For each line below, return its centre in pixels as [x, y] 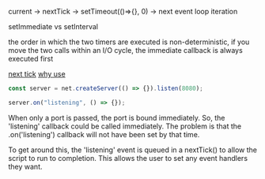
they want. [25, 166]
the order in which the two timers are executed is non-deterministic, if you [129, 42]
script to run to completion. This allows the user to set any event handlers [128, 158]
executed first [31, 59]
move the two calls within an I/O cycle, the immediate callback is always [125, 50]
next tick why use [37, 74]
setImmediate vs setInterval [53, 26]
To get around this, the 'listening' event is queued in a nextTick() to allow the [132, 150]
